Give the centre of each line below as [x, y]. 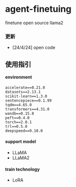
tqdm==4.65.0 [19, 105]
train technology [22, 169]
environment [19, 77]
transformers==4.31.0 [27, 109]
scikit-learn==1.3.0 [26, 96]
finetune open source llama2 [34, 23]
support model [20, 142]
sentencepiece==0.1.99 [28, 100]
